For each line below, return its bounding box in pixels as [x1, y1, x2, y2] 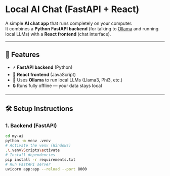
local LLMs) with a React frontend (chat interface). [5, 31, 111, 37]
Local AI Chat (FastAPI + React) [5, 4, 140, 15]
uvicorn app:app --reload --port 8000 [5, 166, 87, 171]
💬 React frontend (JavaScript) [12, 71, 76, 77]
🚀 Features [5, 51, 40, 59]
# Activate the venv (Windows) [5, 143, 71, 148]
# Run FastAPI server [5, 162, 51, 167]
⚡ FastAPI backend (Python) [12, 64, 73, 70]
